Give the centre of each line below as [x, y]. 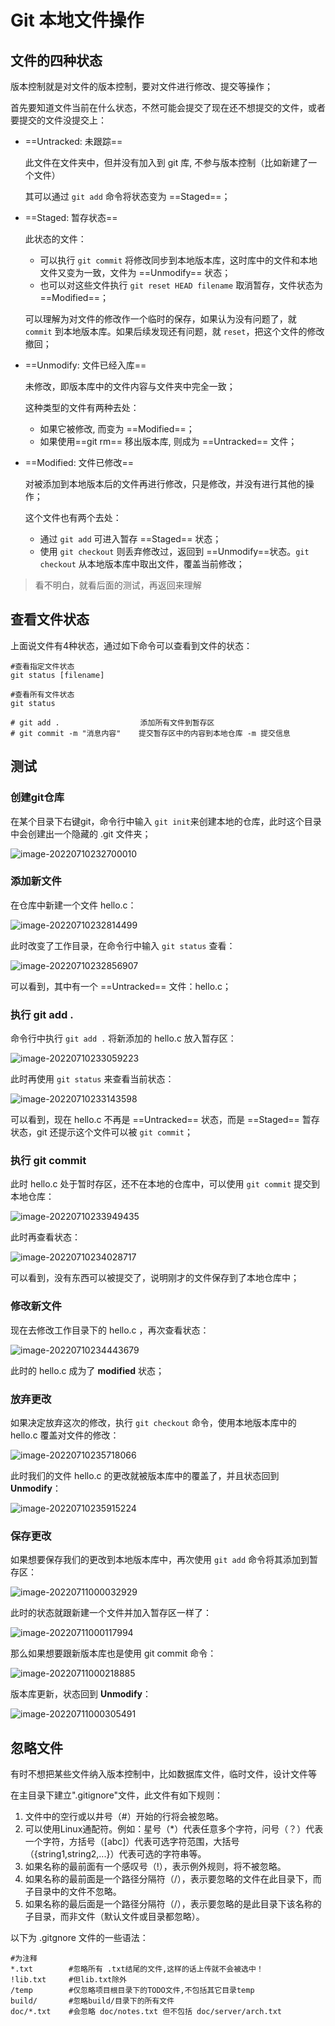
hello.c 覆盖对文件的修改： [65, 1435]
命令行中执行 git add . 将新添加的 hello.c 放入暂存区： [123, 1038]
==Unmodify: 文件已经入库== [85, 365]
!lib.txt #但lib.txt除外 [69, 1980]
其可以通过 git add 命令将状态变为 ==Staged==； [127, 196]
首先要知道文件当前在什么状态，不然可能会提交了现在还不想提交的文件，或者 [168, 107]
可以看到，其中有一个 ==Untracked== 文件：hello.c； [121, 986]
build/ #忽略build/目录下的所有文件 [92, 2001]
